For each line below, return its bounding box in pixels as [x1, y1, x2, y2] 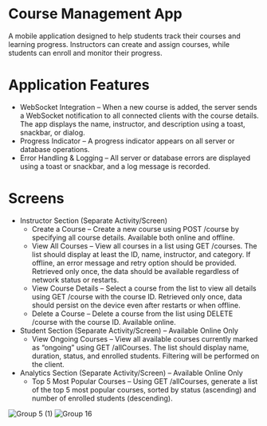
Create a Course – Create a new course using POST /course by [31, 224, 239, 233]
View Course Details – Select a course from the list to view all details [31, 283, 257, 293]
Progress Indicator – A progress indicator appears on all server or [19, 136, 235, 146]
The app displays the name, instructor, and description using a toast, [19, 119, 245, 128]
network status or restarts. [31, 275, 120, 284]
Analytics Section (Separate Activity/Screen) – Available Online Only [19, 368, 243, 377]
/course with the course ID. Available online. [31, 317, 177, 326]
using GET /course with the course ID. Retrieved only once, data [31, 291, 243, 301]
